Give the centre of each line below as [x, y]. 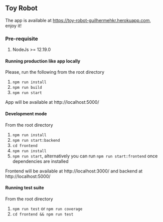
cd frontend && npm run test [43, 214]
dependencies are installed [40, 161]
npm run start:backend [36, 140]
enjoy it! [13, 26]
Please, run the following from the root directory [55, 72]
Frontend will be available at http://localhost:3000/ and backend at [74, 171]
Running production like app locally [43, 61]
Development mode [26, 114]
